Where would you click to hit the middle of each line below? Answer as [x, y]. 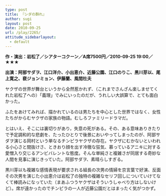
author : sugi [19, 19]
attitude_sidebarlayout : [31, 38]
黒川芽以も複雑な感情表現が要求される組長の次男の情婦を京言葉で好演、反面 [83, 170]
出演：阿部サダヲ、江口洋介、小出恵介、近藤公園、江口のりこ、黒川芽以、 [81, 72]
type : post [16, 10]
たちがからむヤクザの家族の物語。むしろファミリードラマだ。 [68, 118]
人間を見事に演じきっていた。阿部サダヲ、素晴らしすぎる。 [65, 159]
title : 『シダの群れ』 [26, 14]
